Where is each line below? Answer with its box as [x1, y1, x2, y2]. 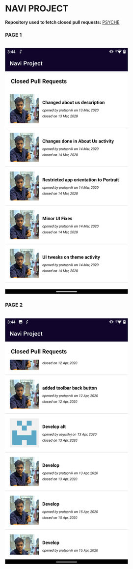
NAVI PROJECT [5, 3, 69, 14]
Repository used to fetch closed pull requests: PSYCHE [5, 19, 120, 25]
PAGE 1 [5, 31, 22, 38]
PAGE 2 [5, 302, 23, 309]
